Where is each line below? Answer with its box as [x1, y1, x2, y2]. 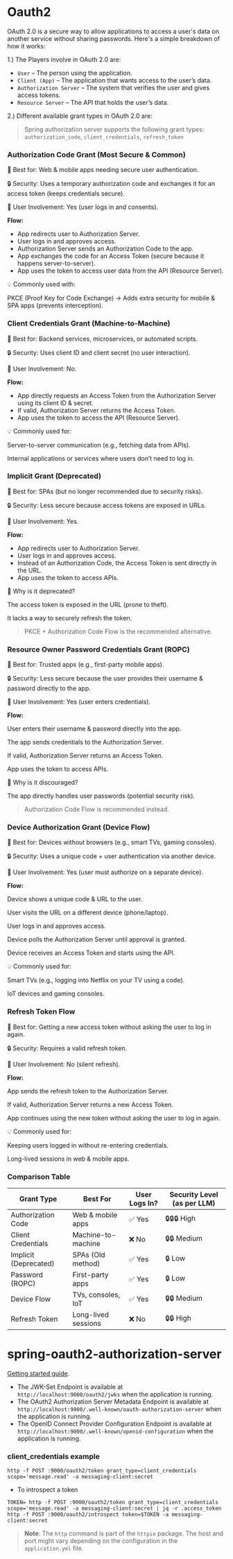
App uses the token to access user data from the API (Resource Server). [17, 266, 224, 275]
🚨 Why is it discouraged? [7, 778, 78, 787]
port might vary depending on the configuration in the [24, 1537, 178, 1545]
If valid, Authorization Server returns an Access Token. [7, 751, 164, 760]
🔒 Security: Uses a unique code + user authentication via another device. [7, 852, 216, 860]
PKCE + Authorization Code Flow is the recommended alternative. [24, 627, 213, 636]
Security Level [169, 1190, 218, 1200]
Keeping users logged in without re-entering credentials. [7, 1141, 169, 1149]
